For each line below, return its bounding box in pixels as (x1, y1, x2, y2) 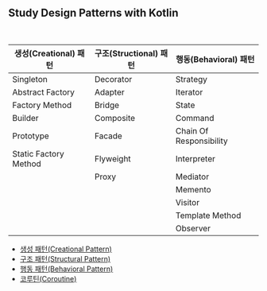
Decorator (94, 73, 133, 84)
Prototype (12, 130, 49, 142)
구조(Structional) (94, 48, 159, 59)
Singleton (12, 73, 48, 84)
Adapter (94, 87, 125, 98)
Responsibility (175, 135, 228, 146)
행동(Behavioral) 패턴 (176, 53, 255, 64)
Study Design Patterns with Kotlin (8, 6, 179, 20)
